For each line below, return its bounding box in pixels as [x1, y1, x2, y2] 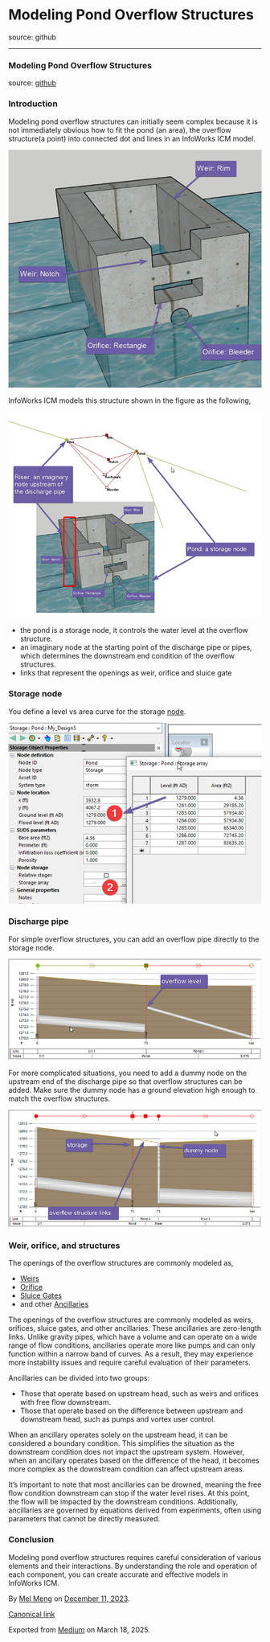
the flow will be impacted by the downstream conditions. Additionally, [8, 1497, 239, 1507]
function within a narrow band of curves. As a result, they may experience [8, 1349, 254, 1359]
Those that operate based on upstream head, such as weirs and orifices [19, 1389, 259, 1398]
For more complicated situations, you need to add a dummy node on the [8, 1068, 247, 1078]
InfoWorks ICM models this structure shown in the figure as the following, [8, 396, 252, 405]
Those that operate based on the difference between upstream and [19, 1406, 243, 1416]
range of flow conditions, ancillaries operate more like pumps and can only [8, 1340, 256, 1350]
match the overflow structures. [8, 1094, 111, 1103]
